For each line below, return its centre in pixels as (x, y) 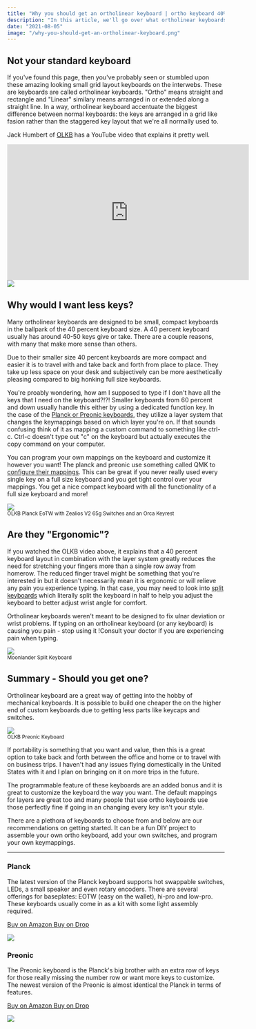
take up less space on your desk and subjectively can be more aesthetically (115, 372)
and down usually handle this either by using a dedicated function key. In (111, 407)
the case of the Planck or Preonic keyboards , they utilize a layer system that (115, 414)
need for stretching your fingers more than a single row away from (102, 566)
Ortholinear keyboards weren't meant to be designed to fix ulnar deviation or (116, 616)
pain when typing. (33, 638)
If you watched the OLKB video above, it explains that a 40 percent (102, 551)
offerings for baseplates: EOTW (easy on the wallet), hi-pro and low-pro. (110, 896)
